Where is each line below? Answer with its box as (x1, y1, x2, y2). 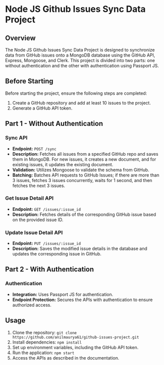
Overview (5, 34, 36, 42)
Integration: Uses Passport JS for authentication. (12, 291, 113, 297)
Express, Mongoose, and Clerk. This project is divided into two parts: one (5, 58, 155, 63)
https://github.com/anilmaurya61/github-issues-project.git (12, 335, 139, 340)
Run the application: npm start (12, 350, 75, 356)
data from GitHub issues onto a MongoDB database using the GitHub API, (5, 52, 155, 58)
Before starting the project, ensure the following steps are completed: (5, 90, 147, 96)
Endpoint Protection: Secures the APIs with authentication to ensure (12, 297, 153, 303)
